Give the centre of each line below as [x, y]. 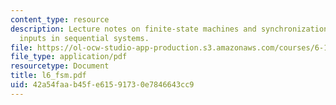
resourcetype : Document [60, 66]
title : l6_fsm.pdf [48, 76]
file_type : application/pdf [69, 57]
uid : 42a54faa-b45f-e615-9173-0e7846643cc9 [102, 85]
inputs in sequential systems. [84, 38]
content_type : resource [60, 19]
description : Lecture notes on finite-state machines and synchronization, [171, 29]
